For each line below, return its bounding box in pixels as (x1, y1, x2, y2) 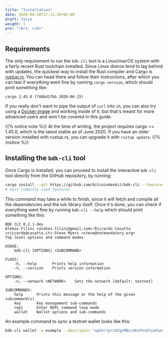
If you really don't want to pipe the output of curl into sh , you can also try (5, 103, 156, 109)
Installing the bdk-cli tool (5, 154, 86, 162)
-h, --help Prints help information (14, 261, 104, 266)
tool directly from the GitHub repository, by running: (5, 173, 111, 179)
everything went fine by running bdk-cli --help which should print (5, 207, 143, 213)
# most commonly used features (5, 187, 70, 192)
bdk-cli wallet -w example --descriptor (5, 328, 91, 333)
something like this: (5, 212, 45, 218)
